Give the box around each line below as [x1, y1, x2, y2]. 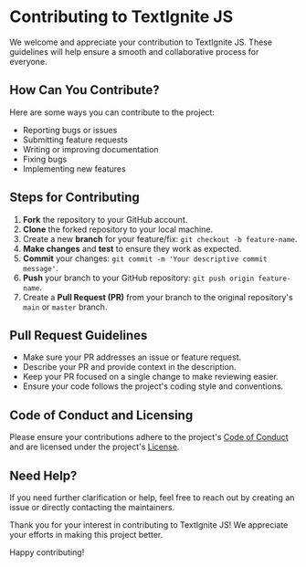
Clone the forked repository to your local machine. [22, 224, 213, 235]
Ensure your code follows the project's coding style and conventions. [22, 381, 284, 392]
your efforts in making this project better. [9, 530, 164, 540]
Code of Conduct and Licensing [9, 407, 194, 423]
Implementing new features [22, 163, 126, 174]
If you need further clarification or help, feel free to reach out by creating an [9, 492, 295, 503]
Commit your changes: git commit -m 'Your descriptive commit [22, 253, 268, 264]
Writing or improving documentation [22, 143, 159, 154]
